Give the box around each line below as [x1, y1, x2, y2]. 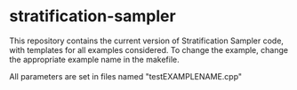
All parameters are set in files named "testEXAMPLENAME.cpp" [9, 71, 243, 81]
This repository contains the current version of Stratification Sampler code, [9, 35, 285, 46]
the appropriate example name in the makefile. [9, 54, 180, 64]
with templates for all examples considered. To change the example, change [9, 44, 289, 55]
